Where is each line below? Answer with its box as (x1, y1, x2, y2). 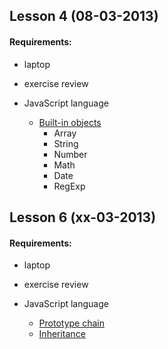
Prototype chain (38, 317, 105, 329)
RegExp (53, 180, 86, 192)
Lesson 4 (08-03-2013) (9, 8, 159, 25)
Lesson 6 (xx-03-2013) (9, 209, 157, 226)
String (53, 137, 79, 149)
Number (53, 148, 88, 160)
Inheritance (38, 328, 86, 340)
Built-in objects (38, 116, 102, 128)
